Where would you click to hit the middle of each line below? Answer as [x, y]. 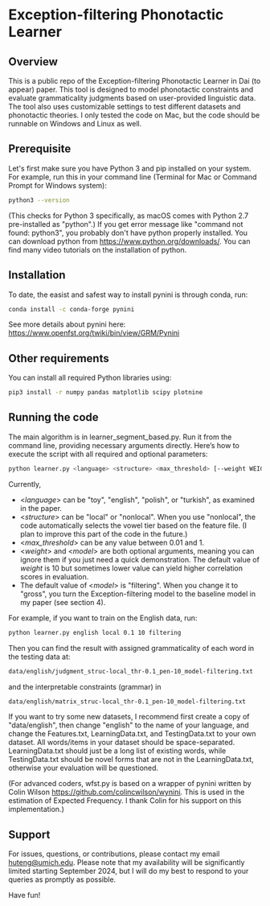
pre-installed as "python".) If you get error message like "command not [126, 224]
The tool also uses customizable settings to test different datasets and [125, 107]
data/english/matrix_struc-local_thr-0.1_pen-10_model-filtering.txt [127, 702]
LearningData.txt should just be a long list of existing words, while [117, 751]
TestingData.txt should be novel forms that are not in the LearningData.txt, [131, 760]
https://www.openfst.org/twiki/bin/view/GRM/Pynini [94, 333]
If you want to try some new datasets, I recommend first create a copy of [129, 717]
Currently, [25, 484]
